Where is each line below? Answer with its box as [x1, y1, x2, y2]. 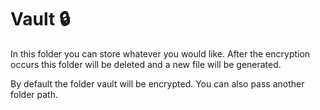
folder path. [10, 88, 58, 100]
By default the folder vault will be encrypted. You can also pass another [10, 77, 305, 90]
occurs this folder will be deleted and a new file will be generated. [10, 58, 282, 70]
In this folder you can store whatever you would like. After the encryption [10, 47, 311, 60]
